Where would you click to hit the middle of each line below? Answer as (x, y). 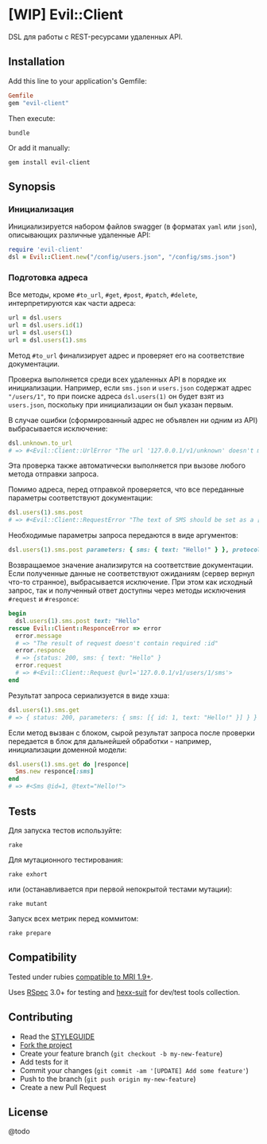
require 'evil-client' (46, 250)
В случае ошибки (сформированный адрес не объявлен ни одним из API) (133, 420)
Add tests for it (44, 1062)
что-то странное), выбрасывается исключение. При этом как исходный (130, 582)
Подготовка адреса (48, 277)
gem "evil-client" (39, 103)
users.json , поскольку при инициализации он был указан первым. (121, 405)
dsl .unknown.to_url (41, 443)
